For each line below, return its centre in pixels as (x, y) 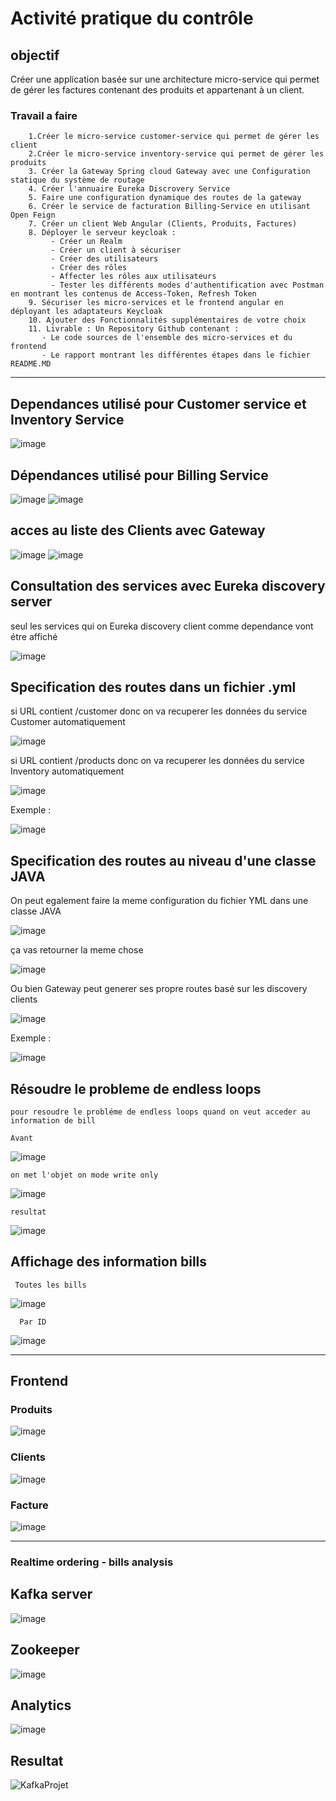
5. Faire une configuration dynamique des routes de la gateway (165, 198)
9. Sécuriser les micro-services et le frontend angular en (156, 303)
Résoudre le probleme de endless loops (136, 1088)
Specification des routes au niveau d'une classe (163, 860)
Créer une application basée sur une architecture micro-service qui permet (165, 79)
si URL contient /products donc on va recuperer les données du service (157, 761)
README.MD (31, 364)
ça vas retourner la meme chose (77, 950)
